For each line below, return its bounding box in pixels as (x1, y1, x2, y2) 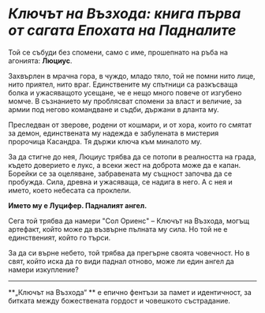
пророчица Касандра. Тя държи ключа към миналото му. (8, 136, 203, 146)
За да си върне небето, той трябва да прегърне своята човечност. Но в (8, 248, 250, 257)
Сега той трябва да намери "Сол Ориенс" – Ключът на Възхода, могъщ (8, 216, 250, 225)
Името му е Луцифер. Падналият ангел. (8, 200, 147, 210)
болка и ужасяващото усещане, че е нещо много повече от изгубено (8, 88, 242, 97)
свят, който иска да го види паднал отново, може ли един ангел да (8, 256, 234, 266)
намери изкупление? (8, 265, 79, 274)
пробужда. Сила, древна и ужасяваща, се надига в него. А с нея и (8, 177, 233, 186)
